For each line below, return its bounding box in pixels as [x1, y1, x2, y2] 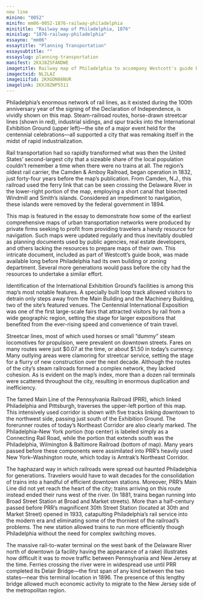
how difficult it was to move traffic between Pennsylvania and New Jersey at [6, 555, 197, 561]
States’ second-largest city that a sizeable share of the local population [6, 156, 184, 162]
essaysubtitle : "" [6, 48, 53, 55]
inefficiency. [6, 384, 37, 391]
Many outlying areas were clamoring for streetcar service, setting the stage [6, 352, 194, 359]
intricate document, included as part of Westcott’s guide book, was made [6, 251, 188, 258]
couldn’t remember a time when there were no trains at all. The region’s [6, 162, 184, 169]
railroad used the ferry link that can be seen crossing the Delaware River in [6, 181, 192, 188]
